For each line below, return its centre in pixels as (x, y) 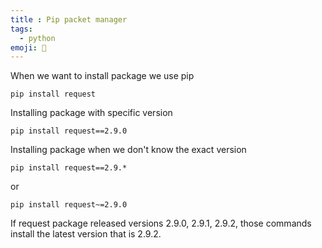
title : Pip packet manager (69, 19)
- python (37, 38)
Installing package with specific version (91, 113)
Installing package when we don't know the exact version (128, 150)
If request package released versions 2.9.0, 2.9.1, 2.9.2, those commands (161, 223)
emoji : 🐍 (28, 47)
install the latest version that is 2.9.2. (86, 234)
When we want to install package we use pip (102, 76)
